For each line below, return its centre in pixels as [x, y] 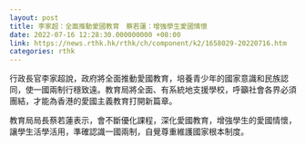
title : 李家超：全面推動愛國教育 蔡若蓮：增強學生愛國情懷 [108, 26]
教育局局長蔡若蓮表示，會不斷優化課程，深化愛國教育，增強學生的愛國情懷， [153, 121]
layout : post [34, 18]
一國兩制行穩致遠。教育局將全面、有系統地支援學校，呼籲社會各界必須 [165, 90]
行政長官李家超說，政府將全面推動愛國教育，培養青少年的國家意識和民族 [145, 79]
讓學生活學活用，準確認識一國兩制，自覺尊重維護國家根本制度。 [129, 131]
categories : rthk [42, 52]
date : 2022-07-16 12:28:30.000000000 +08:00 [95, 34]
